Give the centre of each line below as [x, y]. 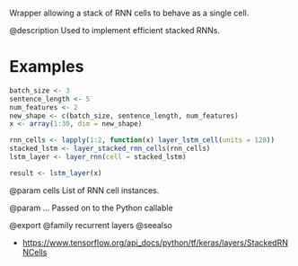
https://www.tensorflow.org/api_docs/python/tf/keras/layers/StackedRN [155, 243]
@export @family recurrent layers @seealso [91, 225]
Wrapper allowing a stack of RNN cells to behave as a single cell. [129, 13]
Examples [47, 67]
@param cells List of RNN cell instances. [84, 190]
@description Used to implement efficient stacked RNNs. [115, 30]
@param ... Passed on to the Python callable [91, 208]
